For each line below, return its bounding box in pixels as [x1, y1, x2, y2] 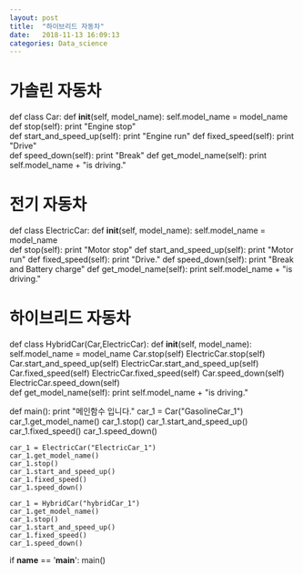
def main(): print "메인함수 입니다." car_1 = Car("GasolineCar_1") [9, 406, 244, 417]
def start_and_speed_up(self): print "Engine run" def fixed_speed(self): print [9, 131, 294, 142]
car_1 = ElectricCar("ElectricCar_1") [9, 443, 157, 453]
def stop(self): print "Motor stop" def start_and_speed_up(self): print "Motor [9, 245, 294, 256]
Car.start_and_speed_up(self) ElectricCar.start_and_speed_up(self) [9, 358, 259, 369]
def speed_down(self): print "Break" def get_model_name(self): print [9, 150, 267, 161]
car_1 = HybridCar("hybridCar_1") [9, 499, 141, 509]
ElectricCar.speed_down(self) [9, 378, 120, 388]
